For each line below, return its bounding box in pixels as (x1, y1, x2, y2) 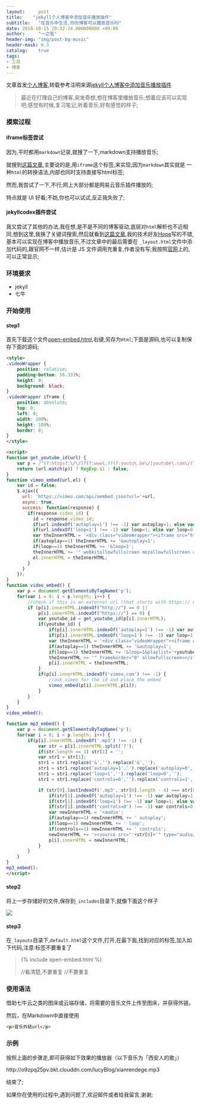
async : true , (21, 499, 55, 505)
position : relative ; (17, 366, 68, 372)
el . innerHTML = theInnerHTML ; (32, 555, 108, 561)
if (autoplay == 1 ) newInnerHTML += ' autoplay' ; (48, 815, 167, 821)
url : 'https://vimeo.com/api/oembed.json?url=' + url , (21, 494, 156, 500)
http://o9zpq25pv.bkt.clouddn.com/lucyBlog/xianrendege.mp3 (6, 1066, 160, 1073)
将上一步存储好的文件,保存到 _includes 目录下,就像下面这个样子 (6, 897, 159, 905)
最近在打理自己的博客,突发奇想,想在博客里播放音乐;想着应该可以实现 (20, 94, 187, 102)
